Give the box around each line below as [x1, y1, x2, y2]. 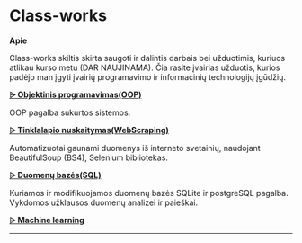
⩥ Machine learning [9, 214, 85, 225]
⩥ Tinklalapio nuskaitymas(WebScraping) [9, 124, 169, 135]
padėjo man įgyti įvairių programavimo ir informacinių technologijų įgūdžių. [9, 71, 286, 82]
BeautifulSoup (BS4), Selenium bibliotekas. [9, 152, 169, 163]
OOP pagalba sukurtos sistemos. [9, 107, 131, 118]
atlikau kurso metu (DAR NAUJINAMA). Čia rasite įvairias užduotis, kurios [9, 62, 280, 73]
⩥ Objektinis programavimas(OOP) [9, 89, 142, 100]
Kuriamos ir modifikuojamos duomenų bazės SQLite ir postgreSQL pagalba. [9, 187, 289, 198]
